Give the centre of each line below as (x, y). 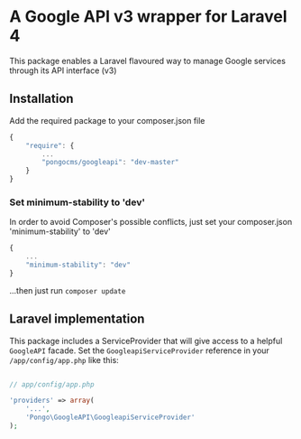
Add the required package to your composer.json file (107, 120)
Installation (41, 99)
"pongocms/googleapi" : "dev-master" (110, 163)
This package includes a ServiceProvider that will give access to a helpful (146, 341)
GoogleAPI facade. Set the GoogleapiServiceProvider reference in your (140, 350)
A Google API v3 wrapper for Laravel (148, 17)
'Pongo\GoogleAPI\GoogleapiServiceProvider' (110, 417)
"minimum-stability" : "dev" (78, 265)
